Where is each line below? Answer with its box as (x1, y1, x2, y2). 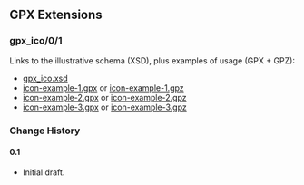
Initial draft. (22, 167, 65, 178)
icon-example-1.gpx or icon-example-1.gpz (22, 82, 184, 93)
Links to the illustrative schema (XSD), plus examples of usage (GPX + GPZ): (9, 54, 295, 66)
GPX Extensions (9, 7, 103, 23)
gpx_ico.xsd (22, 73, 68, 83)
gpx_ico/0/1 (9, 34, 63, 47)
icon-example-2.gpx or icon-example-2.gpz (22, 92, 188, 102)
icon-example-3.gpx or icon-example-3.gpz (22, 102, 188, 112)
